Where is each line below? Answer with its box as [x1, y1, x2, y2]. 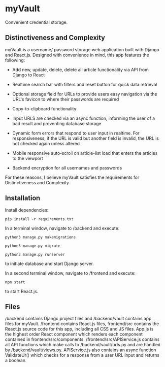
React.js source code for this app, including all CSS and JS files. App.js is [5, 326, 154, 332]
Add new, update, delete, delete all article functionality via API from [12, 67, 149, 72]
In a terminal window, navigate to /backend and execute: [5, 225, 120, 231]
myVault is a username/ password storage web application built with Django [5, 46, 159, 52]
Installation [5, 194, 40, 202]
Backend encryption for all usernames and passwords [12, 165, 122, 170]
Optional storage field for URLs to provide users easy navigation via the [12, 91, 158, 97]
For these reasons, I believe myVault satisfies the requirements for [5, 174, 139, 180]
